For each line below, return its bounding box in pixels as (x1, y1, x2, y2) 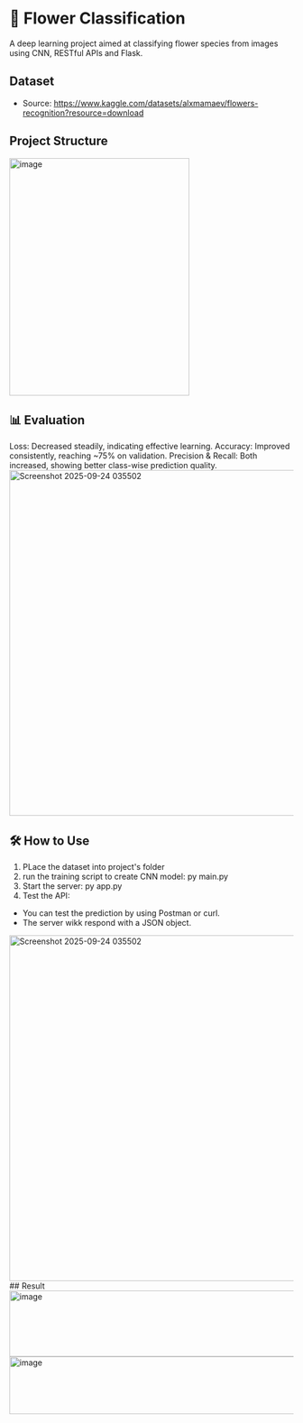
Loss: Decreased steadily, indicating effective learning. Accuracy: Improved (9, 441, 290, 452)
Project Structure (9, 134, 108, 149)
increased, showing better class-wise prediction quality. (9, 460, 218, 471)
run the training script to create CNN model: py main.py (22, 871, 228, 882)
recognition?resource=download (22, 107, 144, 118)
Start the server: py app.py (22, 881, 123, 892)
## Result (9, 1280, 45, 1291)
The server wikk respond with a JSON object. (22, 918, 192, 929)
